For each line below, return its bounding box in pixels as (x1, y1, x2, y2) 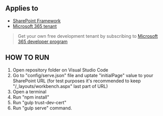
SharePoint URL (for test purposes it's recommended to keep (12, 78, 141, 84)
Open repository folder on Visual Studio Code (12, 66, 108, 73)
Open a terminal (12, 88, 47, 95)
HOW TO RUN (5, 53, 49, 62)
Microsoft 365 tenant (12, 23, 57, 29)
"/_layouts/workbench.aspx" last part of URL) (12, 83, 108, 89)
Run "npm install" (12, 94, 49, 100)
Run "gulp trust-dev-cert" (12, 99, 67, 105)
